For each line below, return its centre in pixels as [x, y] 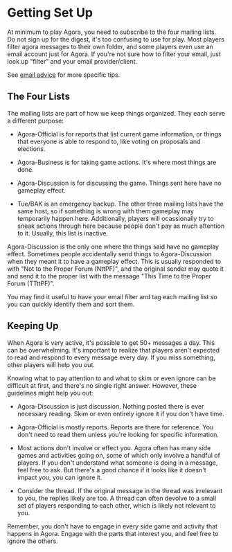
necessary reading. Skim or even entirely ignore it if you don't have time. [121, 413]
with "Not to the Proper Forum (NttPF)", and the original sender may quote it [115, 269]
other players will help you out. [51, 364]
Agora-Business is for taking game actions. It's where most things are [117, 162]
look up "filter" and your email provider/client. [72, 61]
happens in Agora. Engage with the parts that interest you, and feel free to [113, 533]
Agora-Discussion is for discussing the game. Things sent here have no [119, 183]
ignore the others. [33, 541]
